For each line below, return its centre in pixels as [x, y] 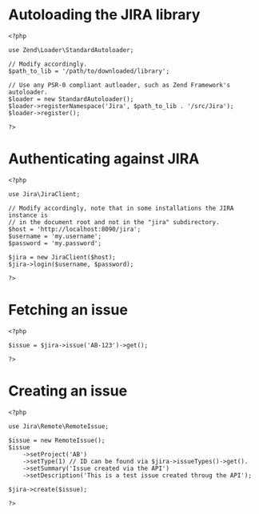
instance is [28, 215]
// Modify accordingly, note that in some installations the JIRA [121, 208]
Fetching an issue [68, 310]
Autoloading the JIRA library [104, 15]
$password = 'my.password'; [55, 243]
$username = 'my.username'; [55, 236]
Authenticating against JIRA [104, 159]
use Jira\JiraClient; [44, 194]
